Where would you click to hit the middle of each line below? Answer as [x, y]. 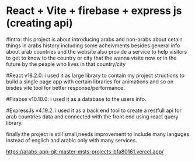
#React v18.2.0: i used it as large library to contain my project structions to [95, 75]
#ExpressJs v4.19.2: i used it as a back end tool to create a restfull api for [94, 110]
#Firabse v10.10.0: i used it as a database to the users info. [76, 99]
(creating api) [39, 23]
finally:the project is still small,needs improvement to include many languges [98, 134]
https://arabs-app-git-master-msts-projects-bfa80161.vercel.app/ [85, 151]
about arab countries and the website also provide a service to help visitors [97, 51]
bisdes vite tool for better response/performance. [66, 87]
